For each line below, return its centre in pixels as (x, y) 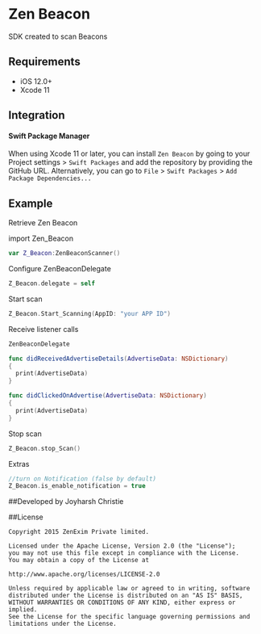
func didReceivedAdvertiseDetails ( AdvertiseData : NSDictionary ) (118, 359)
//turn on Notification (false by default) (83, 479)
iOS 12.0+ (36, 81)
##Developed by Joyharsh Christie (66, 502)
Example (31, 203)
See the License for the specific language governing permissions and (129, 617)
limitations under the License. (62, 624)
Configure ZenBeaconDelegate (60, 269)
